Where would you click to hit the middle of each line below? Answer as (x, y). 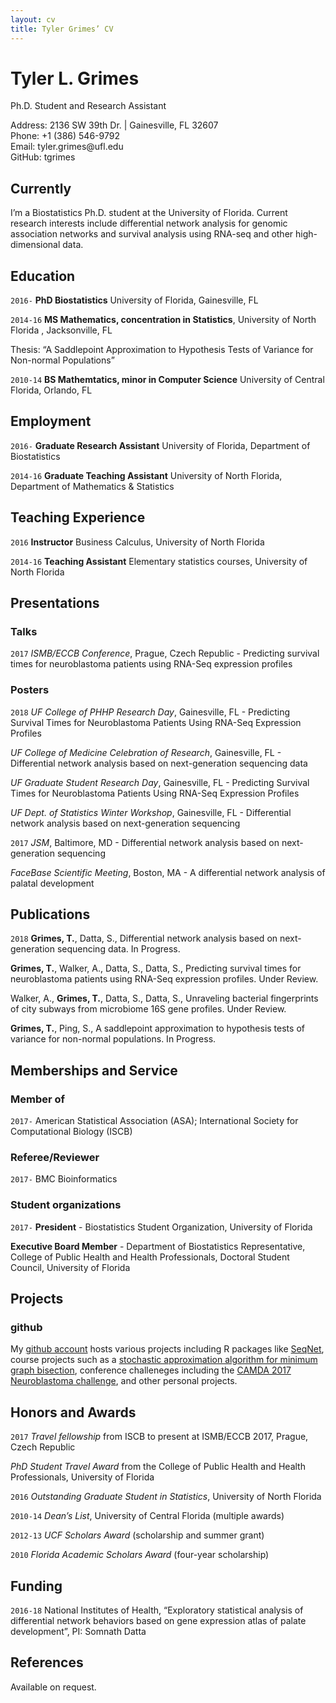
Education (43, 276)
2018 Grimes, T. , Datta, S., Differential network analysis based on (144, 938)
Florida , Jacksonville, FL (61, 330)
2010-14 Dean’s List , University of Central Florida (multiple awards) (147, 1516)
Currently (41, 188)
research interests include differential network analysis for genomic (149, 223)
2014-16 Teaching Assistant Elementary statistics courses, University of (159, 561)
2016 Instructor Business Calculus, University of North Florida (137, 542)
